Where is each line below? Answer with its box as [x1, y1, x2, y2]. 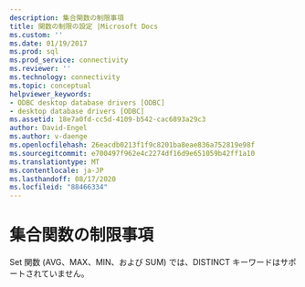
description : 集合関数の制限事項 [9, 13, 125, 23]
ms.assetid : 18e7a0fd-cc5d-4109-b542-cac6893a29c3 [9, 115, 206, 124]
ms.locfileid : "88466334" [9, 183, 108, 192]
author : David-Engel [9, 124, 89, 133]
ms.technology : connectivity [9, 73, 121, 82]
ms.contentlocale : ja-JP [9, 166, 104, 175]
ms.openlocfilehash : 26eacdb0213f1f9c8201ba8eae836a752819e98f [9, 140, 256, 149]
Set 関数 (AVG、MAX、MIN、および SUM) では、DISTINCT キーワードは [9, 257, 281, 268]
